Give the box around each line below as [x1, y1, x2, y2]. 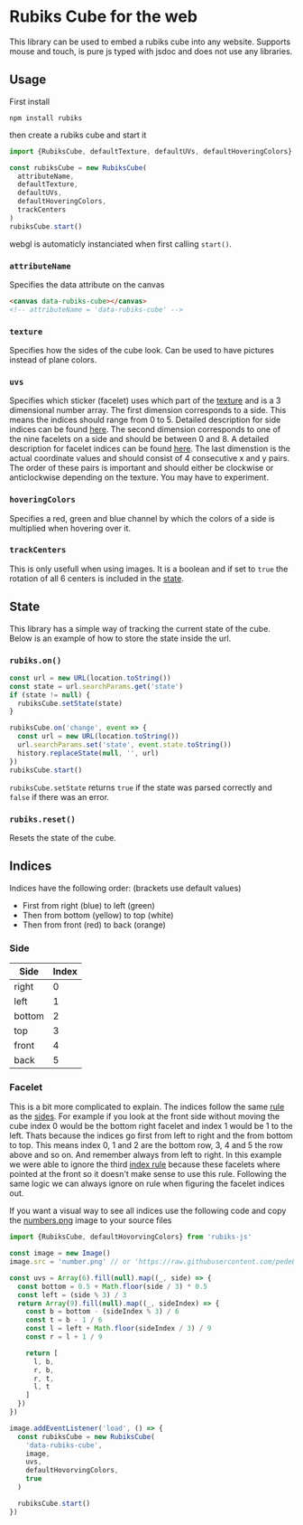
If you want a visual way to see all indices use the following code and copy [9, 1205, 287, 1217]
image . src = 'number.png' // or [9, 1257, 131, 1266]
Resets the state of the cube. [9, 832, 117, 843]
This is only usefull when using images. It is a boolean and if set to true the [9, 563, 289, 574]
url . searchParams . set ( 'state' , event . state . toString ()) [17, 740, 232, 749]
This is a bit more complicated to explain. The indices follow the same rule [9, 1101, 285, 1113]
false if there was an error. [9, 791, 110, 802]
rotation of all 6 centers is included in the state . [9, 572, 185, 584]
